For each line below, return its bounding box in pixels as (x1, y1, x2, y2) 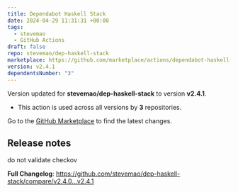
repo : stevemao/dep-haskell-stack (7, 50, 110, 57)
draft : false (7, 43, 46, 50)
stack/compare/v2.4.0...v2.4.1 (7, 177, 94, 186)
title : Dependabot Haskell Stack (7, 10, 106, 18)
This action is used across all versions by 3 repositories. (17, 103, 182, 111)
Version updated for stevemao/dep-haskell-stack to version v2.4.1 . (7, 89, 207, 98)
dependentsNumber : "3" (7, 69, 74, 77)
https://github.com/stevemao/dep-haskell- (55, 169, 181, 178)
